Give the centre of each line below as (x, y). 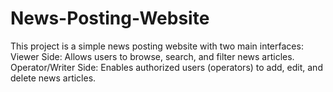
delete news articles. (53, 78)
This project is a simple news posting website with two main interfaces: (157, 46)
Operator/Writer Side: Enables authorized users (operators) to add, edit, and (166, 67)
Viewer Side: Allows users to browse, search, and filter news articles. (152, 56)
